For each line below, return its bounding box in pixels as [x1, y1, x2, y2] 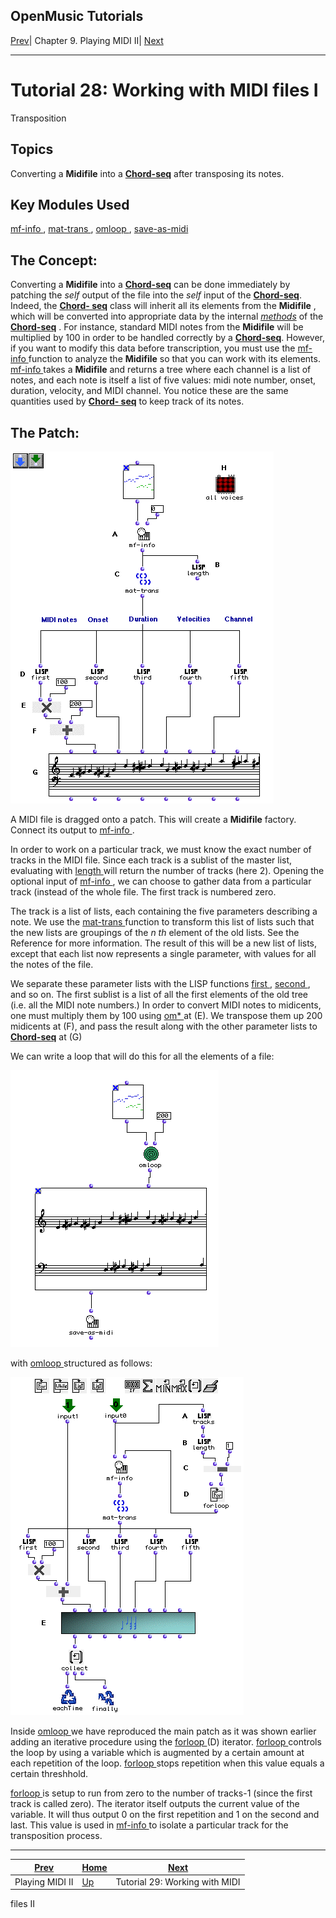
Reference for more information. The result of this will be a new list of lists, [10, 937, 318, 949]
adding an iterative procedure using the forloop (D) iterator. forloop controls [10, 1736, 322, 1748]
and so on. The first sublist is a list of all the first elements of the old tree [10, 989, 308, 1000]
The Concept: [10, 252, 98, 269]
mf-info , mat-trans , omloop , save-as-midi [10, 223, 189, 235]
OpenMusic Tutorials [10, 8, 144, 25]
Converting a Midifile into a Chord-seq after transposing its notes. [10, 167, 285, 179]
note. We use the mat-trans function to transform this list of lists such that [10, 916, 315, 928]
